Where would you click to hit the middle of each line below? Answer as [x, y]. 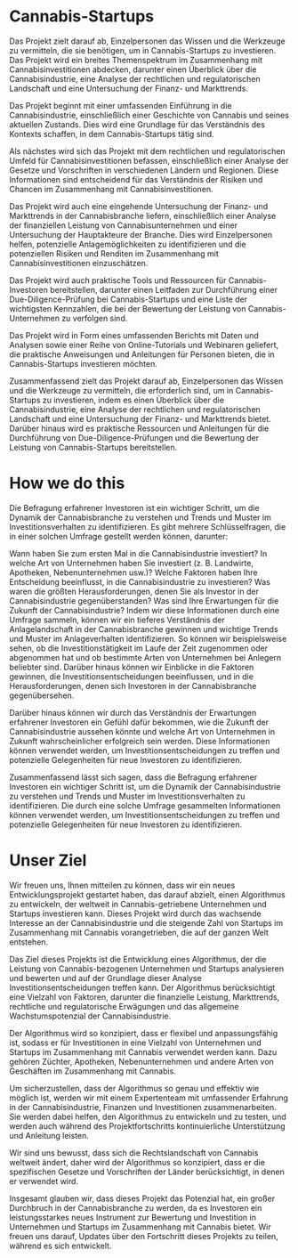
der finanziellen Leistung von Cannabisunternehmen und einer [124, 225]
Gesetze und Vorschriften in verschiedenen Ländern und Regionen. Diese [144, 170]
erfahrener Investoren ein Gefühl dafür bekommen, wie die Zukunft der [139, 722]
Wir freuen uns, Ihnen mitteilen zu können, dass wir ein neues [122, 885]
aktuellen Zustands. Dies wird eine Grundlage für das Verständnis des [137, 124]
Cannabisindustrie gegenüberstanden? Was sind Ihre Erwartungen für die [144, 601]
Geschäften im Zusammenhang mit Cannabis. [93, 1071]
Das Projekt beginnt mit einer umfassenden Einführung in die [121, 105]
